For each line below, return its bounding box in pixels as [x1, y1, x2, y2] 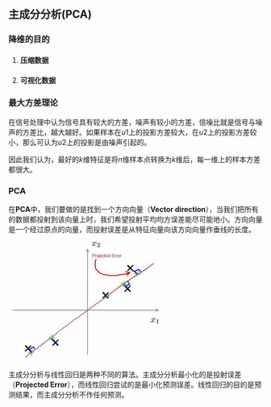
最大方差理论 [8, 98, 59, 109]
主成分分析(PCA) [8, 7, 93, 22]
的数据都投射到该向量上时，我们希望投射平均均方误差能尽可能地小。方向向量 [8, 214, 263, 224]
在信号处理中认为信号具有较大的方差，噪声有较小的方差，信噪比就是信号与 [8, 117, 256, 127]
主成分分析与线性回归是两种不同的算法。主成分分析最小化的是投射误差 [8, 370, 242, 380]
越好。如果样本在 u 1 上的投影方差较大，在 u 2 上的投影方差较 [64, 127, 257, 137]
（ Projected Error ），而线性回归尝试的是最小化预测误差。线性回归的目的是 [8, 380, 255, 389]
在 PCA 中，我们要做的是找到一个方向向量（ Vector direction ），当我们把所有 [8, 205, 260, 214]
